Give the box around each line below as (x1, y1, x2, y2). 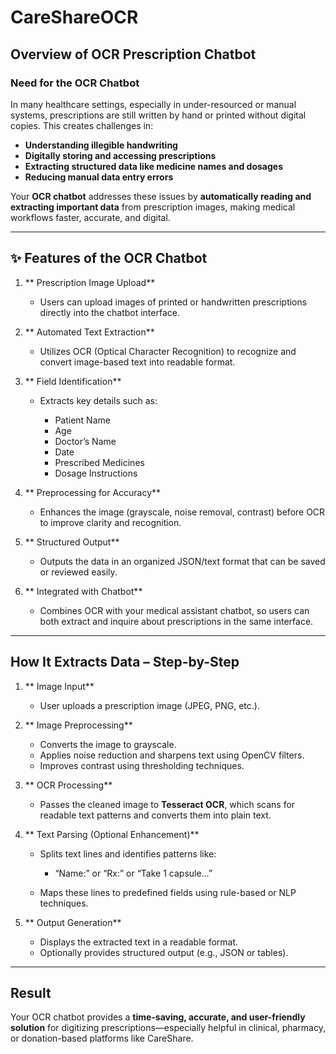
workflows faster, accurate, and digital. (10, 211, 171, 223)
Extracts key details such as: (39, 394, 158, 406)
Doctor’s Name (54, 435, 117, 447)
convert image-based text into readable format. (39, 356, 236, 368)
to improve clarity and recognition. (39, 516, 182, 528)
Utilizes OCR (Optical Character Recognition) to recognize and (39, 345, 297, 357)
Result (10, 984, 52, 1001)
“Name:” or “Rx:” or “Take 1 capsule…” (54, 867, 213, 879)
